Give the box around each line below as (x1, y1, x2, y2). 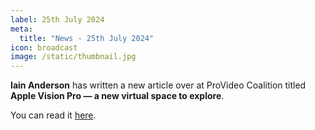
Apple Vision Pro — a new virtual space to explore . (10, 90, 225, 102)
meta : (10, 24, 33, 34)
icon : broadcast (10, 42, 78, 53)
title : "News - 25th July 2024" (19, 33, 155, 43)
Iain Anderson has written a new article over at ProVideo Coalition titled (10, 79, 307, 91)
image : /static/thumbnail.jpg (10, 52, 137, 62)
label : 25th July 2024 (10, 14, 105, 25)
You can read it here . (10, 109, 97, 121)
